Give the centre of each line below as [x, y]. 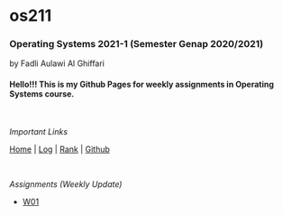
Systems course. [42, 94]
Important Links [39, 131]
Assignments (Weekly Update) [66, 184]
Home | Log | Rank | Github [60, 149]
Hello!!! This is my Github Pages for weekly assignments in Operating [142, 84]
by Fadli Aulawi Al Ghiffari [57, 63]
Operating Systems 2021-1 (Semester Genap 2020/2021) [137, 44]
